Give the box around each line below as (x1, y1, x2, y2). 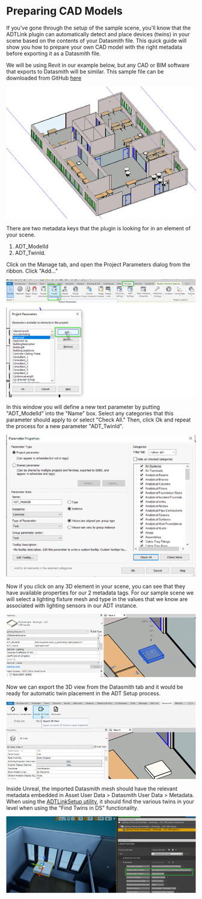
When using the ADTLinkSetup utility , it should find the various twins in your (6, 798, 194, 806)
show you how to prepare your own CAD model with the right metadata (6, 43, 182, 51)
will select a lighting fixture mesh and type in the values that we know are (6, 596, 188, 603)
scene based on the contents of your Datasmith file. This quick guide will (6, 37, 187, 44)
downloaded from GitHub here (6, 74, 82, 81)
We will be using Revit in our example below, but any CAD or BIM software (6, 62, 190, 69)
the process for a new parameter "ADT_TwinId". (6, 422, 124, 429)
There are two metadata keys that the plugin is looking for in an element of (6, 224, 191, 232)
